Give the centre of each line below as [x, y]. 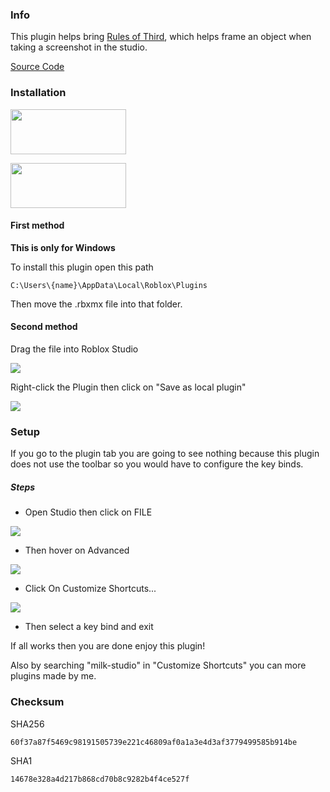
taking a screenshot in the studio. [79, 47]
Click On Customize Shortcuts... [90, 589]
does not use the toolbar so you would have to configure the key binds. [157, 464]
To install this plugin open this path [82, 267]
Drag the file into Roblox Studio [74, 349]
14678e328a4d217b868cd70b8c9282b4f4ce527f [100, 779]
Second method [44, 327]
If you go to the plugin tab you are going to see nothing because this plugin [165, 454]
